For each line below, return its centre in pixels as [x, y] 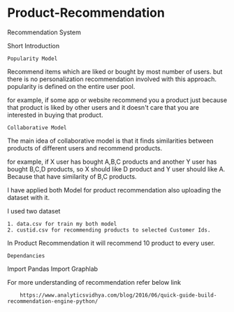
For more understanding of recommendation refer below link [94, 282]
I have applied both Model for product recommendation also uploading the [114, 190]
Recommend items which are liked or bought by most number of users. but [115, 71]
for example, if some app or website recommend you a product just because [117, 100]
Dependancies [26, 256]
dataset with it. [29, 197]
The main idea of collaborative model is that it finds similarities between [111, 141]
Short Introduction [34, 45]
